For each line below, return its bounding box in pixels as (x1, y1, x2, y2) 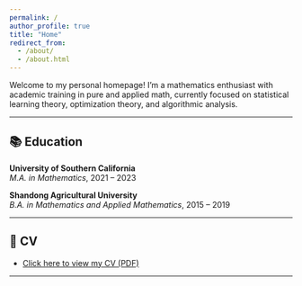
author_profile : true (9, 22, 91, 31)
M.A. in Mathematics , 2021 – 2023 (9, 172, 137, 183)
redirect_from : (9, 38, 67, 48)
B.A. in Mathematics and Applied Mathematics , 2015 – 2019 (9, 199, 231, 210)
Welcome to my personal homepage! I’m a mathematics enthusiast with (9, 80, 274, 90)
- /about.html (17, 55, 70, 64)
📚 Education (9, 134, 84, 149)
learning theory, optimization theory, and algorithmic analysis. (9, 99, 238, 109)
